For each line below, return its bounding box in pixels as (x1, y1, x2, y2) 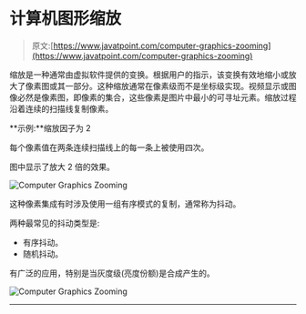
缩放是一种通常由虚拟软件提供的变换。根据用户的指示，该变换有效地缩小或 (9, 69, 289, 80)
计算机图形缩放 (9, 8, 122, 29)
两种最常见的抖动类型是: (9, 218, 100, 228)
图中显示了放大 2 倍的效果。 (9, 161, 116, 172)
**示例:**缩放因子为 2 (9, 122, 91, 133)
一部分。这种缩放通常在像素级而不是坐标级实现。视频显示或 (65, 80, 289, 91)
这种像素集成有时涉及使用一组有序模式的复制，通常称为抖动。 (9, 198, 241, 209)
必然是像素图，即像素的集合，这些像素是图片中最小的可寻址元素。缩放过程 (16, 92, 297, 103)
